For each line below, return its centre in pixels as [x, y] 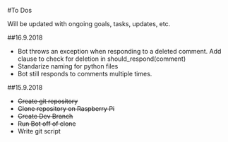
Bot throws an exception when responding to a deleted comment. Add [119, 51]
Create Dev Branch [45, 116]
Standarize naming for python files [68, 66]
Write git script [39, 131]
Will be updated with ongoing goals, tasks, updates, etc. [89, 24]
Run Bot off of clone [47, 124]
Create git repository [48, 101]
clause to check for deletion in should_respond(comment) [102, 59]
